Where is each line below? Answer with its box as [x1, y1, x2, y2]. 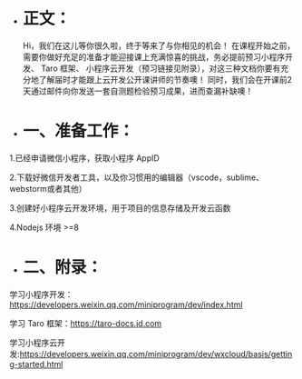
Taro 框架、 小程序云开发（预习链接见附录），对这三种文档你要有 [40, 63, 281, 74]
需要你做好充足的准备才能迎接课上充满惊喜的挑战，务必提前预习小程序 [22, 51, 286, 62]
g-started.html [9, 358, 63, 369]
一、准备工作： [22, 121, 134, 142]
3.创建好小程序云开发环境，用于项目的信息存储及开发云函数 [9, 202, 231, 214]
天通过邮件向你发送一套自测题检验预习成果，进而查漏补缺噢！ [22, 85, 254, 96]
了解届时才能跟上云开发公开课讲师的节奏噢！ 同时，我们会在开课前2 [38, 74, 293, 85]
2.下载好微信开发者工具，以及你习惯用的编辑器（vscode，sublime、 [9, 172, 265, 183]
